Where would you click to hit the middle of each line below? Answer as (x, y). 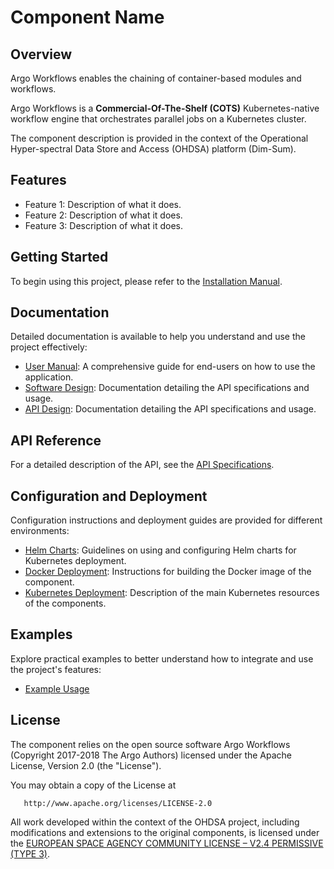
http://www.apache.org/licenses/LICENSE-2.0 (118, 803)
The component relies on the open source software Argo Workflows (150, 744)
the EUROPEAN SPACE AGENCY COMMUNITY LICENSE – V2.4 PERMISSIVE (167, 843)
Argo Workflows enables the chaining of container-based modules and (156, 78)
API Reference (56, 440)
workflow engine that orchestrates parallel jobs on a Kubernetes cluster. (158, 119)
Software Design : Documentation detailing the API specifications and (167, 388)
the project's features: (56, 669)
